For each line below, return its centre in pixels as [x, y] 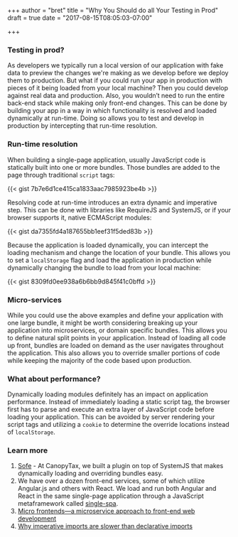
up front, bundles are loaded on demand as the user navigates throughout [115, 345]
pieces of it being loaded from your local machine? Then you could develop [118, 88]
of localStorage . [31, 432]
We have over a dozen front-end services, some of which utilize [111, 481]
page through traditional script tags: [61, 175]
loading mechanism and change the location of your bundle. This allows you [119, 252]
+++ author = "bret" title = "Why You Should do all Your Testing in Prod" [113, 10]
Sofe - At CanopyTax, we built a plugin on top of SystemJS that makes [120, 466]
